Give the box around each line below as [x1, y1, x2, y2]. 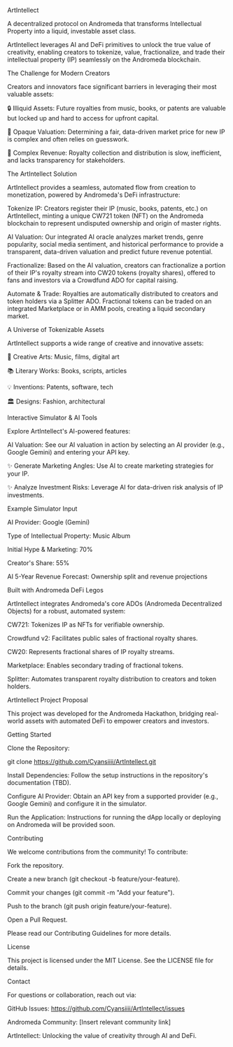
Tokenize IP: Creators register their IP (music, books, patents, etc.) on [7, 204, 208, 212]
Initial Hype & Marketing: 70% [7, 546, 93, 553]
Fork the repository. [7, 861, 64, 869]
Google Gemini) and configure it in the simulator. [7, 800, 147, 807]
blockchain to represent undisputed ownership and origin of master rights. [7, 219, 222, 227]
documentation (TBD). [7, 779, 71, 786]
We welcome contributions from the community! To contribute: [7, 847, 188, 856]
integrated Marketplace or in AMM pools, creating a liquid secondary [7, 305, 206, 312]
